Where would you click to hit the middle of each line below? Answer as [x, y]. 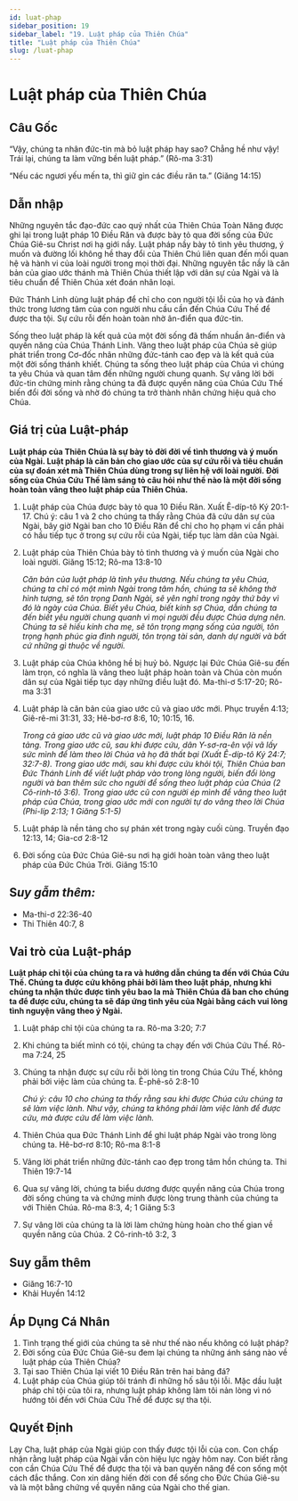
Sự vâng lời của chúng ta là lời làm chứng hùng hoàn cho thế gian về [147, 1225]
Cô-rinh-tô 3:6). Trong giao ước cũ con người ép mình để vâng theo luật [154, 792]
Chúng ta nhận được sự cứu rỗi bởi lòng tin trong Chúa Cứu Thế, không [152, 1072]
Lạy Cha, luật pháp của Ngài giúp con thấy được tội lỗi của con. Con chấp [144, 1449]
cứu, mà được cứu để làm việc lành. [88, 1118]
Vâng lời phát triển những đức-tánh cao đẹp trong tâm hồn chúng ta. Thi [154, 1162]
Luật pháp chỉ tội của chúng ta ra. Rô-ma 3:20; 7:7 [114, 1028]
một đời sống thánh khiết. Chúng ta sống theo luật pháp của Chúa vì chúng [147, 364]
